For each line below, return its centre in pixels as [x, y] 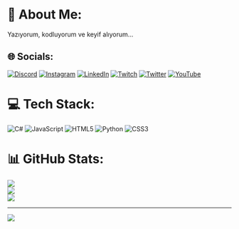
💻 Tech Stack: [51, 104]
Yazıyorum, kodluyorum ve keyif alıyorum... [70, 34]
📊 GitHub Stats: [56, 159]
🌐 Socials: [31, 57]
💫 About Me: [45, 15]
